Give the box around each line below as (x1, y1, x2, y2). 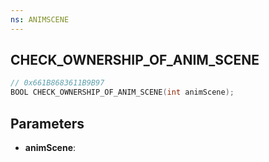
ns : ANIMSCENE (10, 14, 70, 25)
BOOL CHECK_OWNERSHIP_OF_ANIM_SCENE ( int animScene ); (10, 87, 235, 98)
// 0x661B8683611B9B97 (10, 78, 105, 88)
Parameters (10, 115, 85, 132)
